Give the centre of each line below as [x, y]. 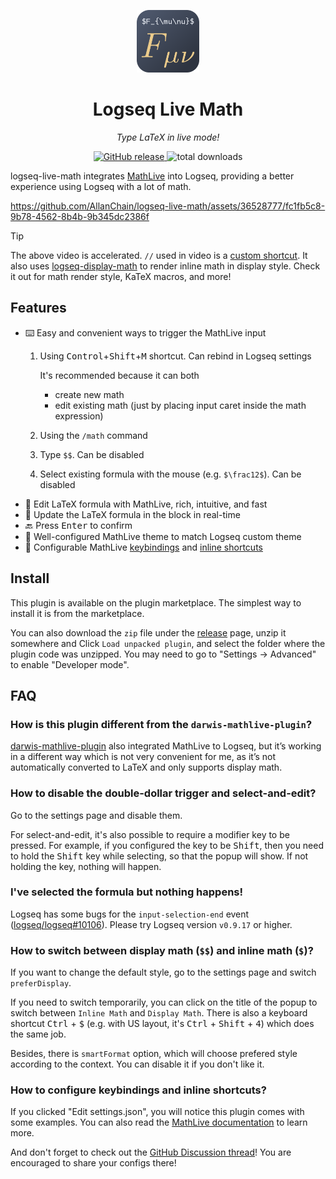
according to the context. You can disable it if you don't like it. [137, 1064]
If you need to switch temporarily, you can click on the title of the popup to [164, 1002]
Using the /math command [93, 435]
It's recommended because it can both [119, 375]
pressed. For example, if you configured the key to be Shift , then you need [167, 845]
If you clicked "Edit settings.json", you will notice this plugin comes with [157, 1112]
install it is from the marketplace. [77, 613]
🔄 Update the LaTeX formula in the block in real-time [132, 514]
